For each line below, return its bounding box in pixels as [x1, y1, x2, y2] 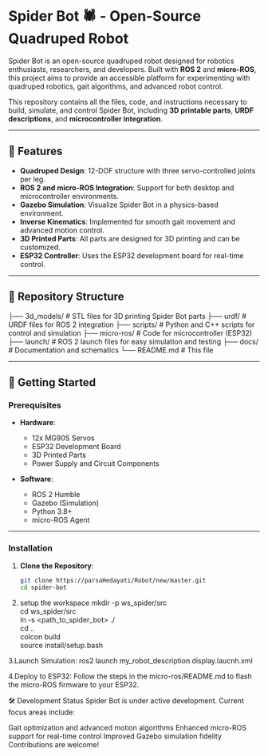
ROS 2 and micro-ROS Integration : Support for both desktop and [19, 182, 235, 193]
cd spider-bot [19, 583, 67, 592]
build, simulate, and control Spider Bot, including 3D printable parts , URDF [8, 105, 254, 115]
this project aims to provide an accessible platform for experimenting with [8, 73, 250, 82]
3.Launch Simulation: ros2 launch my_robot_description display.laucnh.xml [8, 656, 253, 666]
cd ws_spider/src [19, 607, 77, 616]
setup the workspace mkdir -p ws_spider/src [19, 598, 167, 608]
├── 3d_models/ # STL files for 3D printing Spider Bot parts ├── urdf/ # [8, 311, 247, 320]
